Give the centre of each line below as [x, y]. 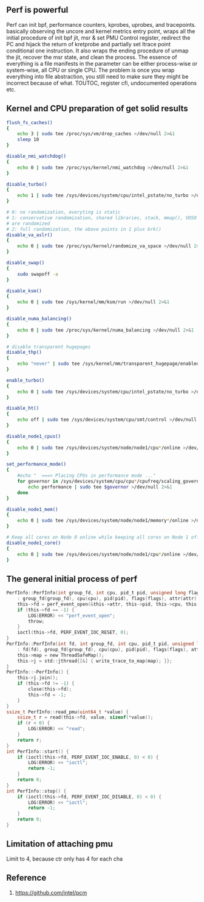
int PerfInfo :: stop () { [36, 791]
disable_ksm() [24, 291]
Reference [26, 878]
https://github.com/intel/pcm [51, 892]
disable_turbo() [27, 184]
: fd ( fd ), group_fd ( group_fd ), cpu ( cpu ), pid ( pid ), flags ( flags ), [103, 649]
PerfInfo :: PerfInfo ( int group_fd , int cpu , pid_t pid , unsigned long [96, 593]
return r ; [30, 740]
